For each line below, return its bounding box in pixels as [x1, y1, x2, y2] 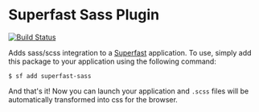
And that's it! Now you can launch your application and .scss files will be [8, 86, 249, 96]
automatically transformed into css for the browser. [8, 94, 179, 104]
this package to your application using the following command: [8, 56, 217, 66]
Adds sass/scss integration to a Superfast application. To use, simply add [8, 48, 252, 57]
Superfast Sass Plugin [8, 6, 159, 24]
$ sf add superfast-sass [8, 72, 92, 80]
